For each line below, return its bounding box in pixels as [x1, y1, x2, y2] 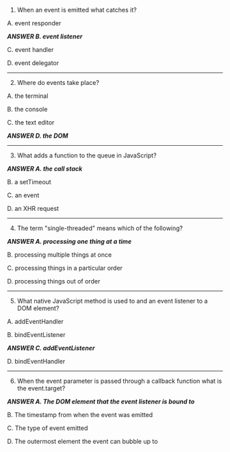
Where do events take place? [16, 79, 99, 86]
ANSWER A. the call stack [7, 164, 83, 173]
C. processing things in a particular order [7, 264, 123, 272]
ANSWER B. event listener [7, 32, 83, 40]
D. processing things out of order [7, 277, 101, 285]
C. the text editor [7, 118, 55, 126]
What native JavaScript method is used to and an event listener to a [16, 297, 208, 305]
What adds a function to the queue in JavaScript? [16, 151, 157, 160]
